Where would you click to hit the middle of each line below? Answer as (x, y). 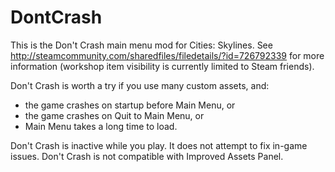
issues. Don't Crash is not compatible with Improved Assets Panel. (147, 156)
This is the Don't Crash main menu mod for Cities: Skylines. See (141, 45)
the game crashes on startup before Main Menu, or (130, 105)
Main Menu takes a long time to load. (101, 126)
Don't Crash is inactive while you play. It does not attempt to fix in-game (159, 145)
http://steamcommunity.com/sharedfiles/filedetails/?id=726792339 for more (167, 55)
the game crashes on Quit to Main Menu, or (114, 115)
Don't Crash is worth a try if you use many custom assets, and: (140, 85)
